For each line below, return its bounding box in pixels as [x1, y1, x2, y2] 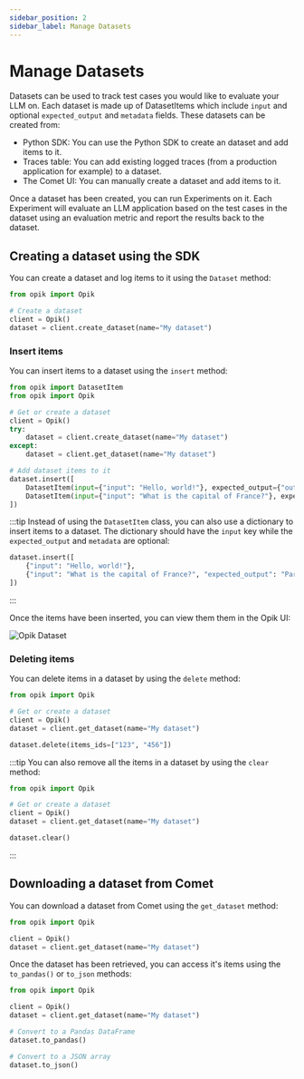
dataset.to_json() [9, 1060, 79, 1070]
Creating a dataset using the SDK [9, 248, 201, 264]
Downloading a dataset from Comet [9, 876, 214, 891]
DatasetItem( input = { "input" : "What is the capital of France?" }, [25, 491, 278, 501]
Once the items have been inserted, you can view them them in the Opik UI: [9, 612, 291, 623]
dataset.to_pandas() [9, 1035, 88, 1045]
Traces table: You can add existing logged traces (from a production [22, 156, 278, 168]
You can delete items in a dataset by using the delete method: [9, 673, 242, 685]
